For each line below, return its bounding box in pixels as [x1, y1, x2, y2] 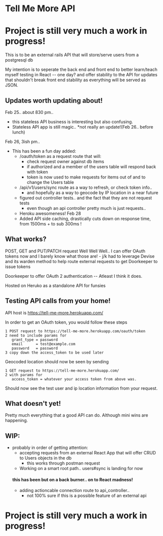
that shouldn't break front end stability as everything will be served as [5, 77, 146, 83]
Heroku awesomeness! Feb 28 [19, 210, 81, 216]
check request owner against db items [26, 158, 104, 164]
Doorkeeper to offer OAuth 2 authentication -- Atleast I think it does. [5, 273, 142, 279]
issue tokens [5, 264, 31, 269]
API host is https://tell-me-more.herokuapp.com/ [5, 310, 104, 315]
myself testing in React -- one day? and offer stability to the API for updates [5, 72, 158, 78]
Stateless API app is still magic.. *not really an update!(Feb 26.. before [12, 124, 153, 130]
